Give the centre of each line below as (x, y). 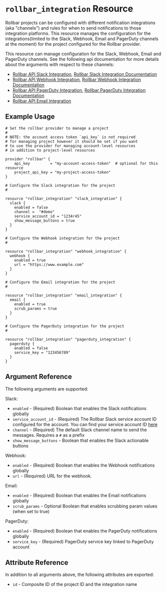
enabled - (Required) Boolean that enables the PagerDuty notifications (85, 531)
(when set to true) (31, 511)
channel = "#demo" (35, 212)
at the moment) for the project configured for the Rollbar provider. (73, 44)
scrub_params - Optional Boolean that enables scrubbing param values (85, 506)
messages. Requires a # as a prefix (48, 435)
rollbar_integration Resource (69, 9)
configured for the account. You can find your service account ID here (85, 424)
